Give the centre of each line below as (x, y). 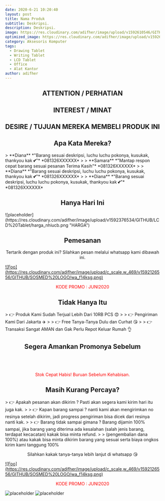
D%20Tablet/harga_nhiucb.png (37, 225)
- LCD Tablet (23, 60)
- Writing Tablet (27, 55)
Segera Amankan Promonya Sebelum (82, 346)
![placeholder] (19, 214)
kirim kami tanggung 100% (32, 445)
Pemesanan (82, 241)
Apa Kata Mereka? (82, 144)
